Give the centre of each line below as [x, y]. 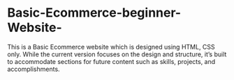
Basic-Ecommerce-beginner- [94, 13]
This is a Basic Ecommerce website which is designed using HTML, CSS [111, 47]
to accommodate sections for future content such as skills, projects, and [111, 61]
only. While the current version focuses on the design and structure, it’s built [117, 54]
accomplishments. [34, 69]
